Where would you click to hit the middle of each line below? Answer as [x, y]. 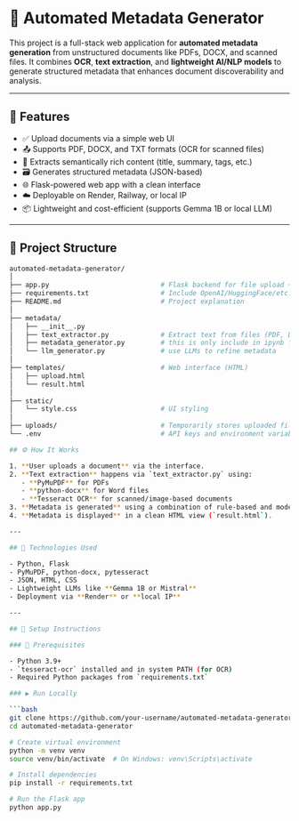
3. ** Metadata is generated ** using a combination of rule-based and [141, 507]
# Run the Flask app [48, 800]
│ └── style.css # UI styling [109, 409]
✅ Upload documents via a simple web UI [98, 138]
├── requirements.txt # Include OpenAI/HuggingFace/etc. [151, 294]
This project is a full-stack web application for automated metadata [133, 43]
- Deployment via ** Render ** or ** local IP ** [95, 597]
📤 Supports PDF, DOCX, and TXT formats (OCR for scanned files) [143, 149]
